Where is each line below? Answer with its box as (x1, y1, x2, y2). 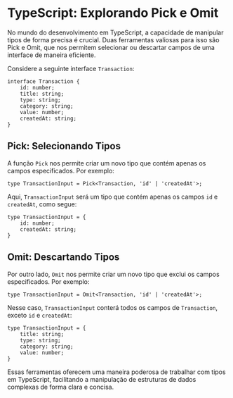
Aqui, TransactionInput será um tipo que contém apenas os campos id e (7, 192, 218, 201)
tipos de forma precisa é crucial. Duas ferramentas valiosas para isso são (7, 35, 220, 44)
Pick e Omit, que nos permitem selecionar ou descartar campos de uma (7, 43, 215, 51)
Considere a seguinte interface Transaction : (7, 64, 135, 73)
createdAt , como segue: (7, 199, 77, 209)
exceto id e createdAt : (7, 311, 72, 319)
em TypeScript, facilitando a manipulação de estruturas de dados (7, 375, 197, 383)
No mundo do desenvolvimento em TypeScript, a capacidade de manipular (7, 28, 224, 37)
